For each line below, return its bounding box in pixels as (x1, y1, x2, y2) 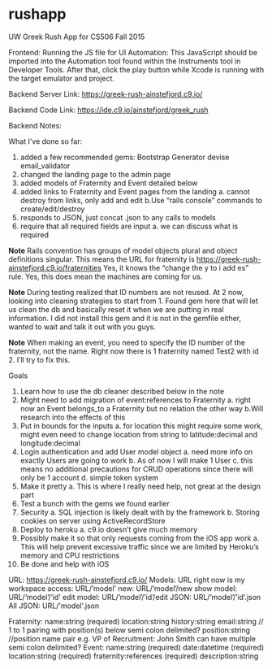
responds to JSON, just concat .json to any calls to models (19, 212, 217, 222)
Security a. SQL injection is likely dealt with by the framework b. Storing (19, 507, 260, 517)
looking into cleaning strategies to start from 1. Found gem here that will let (8, 296, 258, 306)
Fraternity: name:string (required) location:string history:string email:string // (8, 616, 264, 626)
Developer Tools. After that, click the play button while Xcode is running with (8, 64, 265, 74)
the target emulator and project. (8, 73, 115, 83)
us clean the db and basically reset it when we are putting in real (8, 304, 225, 314)
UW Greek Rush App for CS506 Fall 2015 (8, 32, 145, 41)
